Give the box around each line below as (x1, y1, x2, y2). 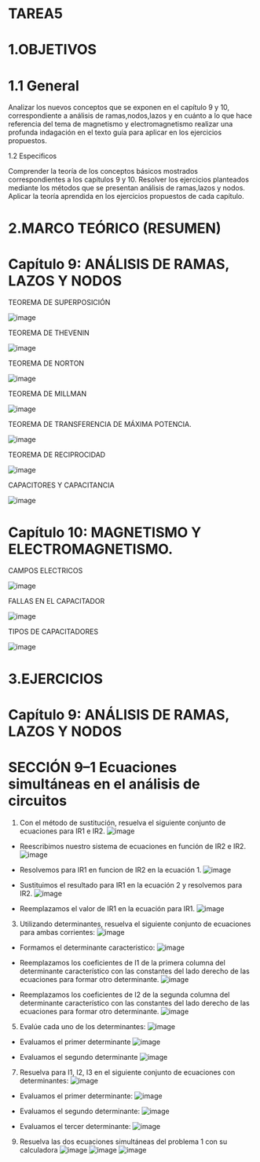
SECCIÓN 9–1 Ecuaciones (8, 758, 178, 776)
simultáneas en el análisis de (8, 775, 200, 792)
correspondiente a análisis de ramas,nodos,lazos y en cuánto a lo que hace (8, 111, 253, 120)
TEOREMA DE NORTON (8, 359, 85, 368)
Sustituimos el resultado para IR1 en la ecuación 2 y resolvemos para (19, 880, 243, 889)
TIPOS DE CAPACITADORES (8, 627, 99, 637)
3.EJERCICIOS (8, 670, 104, 688)
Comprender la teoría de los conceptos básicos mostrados (8, 167, 199, 176)
